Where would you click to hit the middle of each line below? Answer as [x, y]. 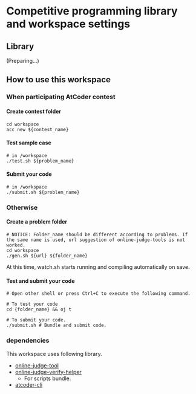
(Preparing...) [23, 61]
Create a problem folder [37, 222]
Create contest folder [34, 111]
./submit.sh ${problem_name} [43, 192]
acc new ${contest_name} [38, 129]
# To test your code [32, 304]
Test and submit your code [41, 281]
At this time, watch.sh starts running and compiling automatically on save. [98, 267]
